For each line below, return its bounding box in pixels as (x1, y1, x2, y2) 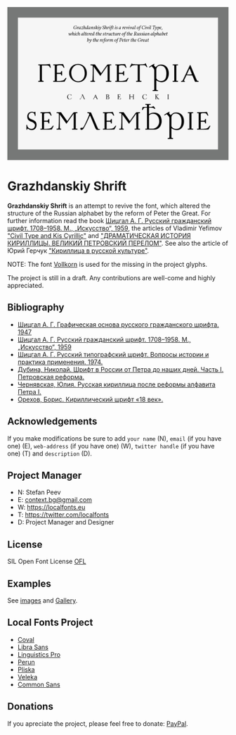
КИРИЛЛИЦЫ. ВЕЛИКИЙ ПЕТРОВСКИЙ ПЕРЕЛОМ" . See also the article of (7, 239, 228, 247)
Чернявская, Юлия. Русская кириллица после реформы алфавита (17, 380, 216, 389)
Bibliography (7, 301, 65, 313)
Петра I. (17, 387, 42, 396)
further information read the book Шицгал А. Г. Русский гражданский (7, 216, 212, 225)
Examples (7, 577, 51, 589)
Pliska (17, 665, 35, 674)
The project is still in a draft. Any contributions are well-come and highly (7, 273, 216, 282)
